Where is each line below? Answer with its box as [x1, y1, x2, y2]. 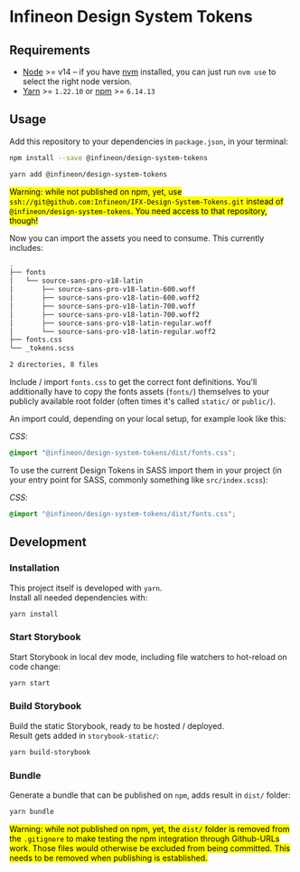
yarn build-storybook [9, 747, 91, 757]
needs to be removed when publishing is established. [9, 852, 208, 863]
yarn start [9, 678, 51, 687]
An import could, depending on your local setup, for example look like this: [9, 414, 286, 425]
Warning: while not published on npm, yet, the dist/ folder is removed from [9, 823, 290, 834]
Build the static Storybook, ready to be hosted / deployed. [9, 720, 225, 731]
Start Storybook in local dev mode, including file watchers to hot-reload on [9, 651, 287, 662]
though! [9, 215, 39, 225]
